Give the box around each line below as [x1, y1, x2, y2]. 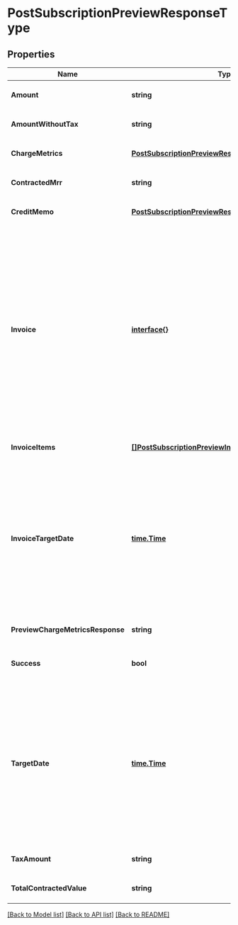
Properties [7, 48, 55, 60]
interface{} [131, 324, 169, 334]
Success [11, 659, 41, 668]
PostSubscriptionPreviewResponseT [7, 5, 228, 21]
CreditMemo [11, 207, 55, 217]
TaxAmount [11, 854, 52, 863]
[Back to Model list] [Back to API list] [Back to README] [7, 910, 170, 919]
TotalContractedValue [11, 883, 87, 893]
